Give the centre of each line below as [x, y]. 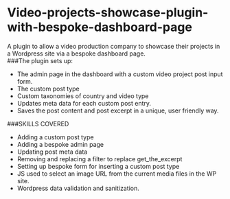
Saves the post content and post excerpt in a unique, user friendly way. [118, 110]
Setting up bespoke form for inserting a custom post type [98, 166]
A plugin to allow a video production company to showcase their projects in [114, 46]
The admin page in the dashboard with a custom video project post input [120, 74]
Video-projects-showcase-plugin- [108, 13]
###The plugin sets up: [40, 60]
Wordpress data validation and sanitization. [78, 188]
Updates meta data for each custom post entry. [84, 103]
